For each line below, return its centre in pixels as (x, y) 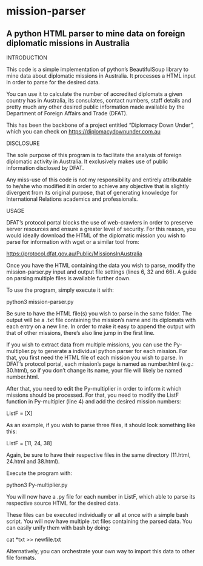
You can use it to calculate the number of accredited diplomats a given (95, 94)
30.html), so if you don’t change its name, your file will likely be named (94, 370)
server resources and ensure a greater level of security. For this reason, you (101, 229)
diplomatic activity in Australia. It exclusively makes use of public (87, 161)
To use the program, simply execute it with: (60, 290)
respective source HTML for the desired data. (63, 503)
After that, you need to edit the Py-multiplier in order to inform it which (94, 389)
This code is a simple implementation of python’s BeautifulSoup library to (98, 69)
